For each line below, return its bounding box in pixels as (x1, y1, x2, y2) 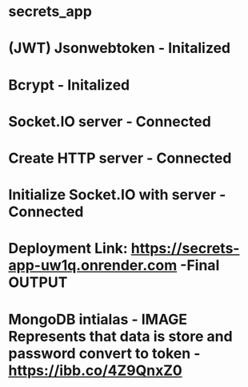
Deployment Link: (8, 240, 128, 258)
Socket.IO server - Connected (8, 112, 212, 131)
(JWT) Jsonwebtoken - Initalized (8, 39, 230, 58)
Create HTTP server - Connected (8, 149, 232, 167)
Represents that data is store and (8, 327, 234, 345)
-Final (179, 256, 220, 275)
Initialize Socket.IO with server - (8, 186, 226, 204)
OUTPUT (8, 273, 68, 292)
